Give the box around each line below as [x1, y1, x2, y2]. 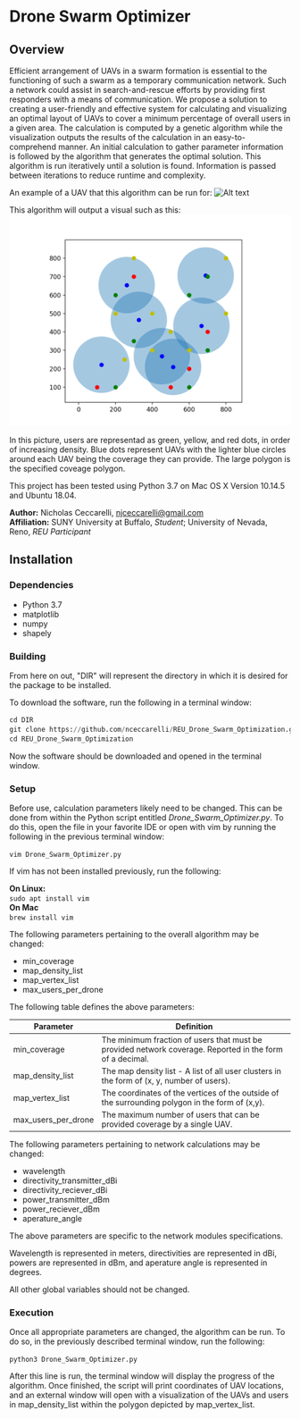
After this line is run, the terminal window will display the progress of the [9, 1371, 275, 1381]
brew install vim [9, 913, 74, 922]
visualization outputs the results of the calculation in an [9, 132, 212, 142]
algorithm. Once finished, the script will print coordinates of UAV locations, [9, 1381, 284, 1391]
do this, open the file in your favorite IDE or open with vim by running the [9, 821, 277, 832]
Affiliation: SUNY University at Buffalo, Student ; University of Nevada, [9, 516, 268, 527]
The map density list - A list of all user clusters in [101, 1065, 281, 1076]
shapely [21, 627, 52, 638]
